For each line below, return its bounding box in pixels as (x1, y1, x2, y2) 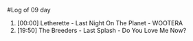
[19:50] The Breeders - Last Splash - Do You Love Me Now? (16, 27, 187, 34)
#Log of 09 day (7, 6, 51, 14)
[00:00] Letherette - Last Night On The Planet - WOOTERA (16, 19, 183, 27)
